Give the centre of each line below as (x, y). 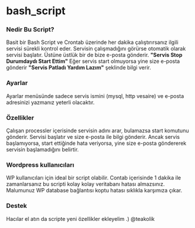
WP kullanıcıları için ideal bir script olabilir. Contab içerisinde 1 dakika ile (94, 178)
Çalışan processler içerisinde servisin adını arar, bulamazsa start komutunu (97, 131)
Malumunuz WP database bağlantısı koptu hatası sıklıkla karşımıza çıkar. (94, 191)
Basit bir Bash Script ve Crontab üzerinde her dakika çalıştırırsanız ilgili (92, 42)
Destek (17, 206)
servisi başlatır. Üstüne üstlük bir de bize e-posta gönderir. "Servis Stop (94, 55)
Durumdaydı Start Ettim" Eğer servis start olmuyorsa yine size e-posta (93, 61)
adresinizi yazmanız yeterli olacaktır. (50, 102)
